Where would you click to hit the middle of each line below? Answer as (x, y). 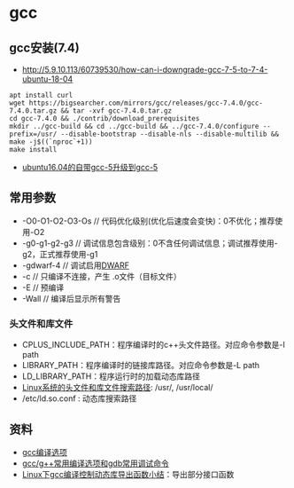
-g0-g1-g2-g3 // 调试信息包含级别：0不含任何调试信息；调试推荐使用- (150, 243)
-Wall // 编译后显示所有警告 (71, 298)
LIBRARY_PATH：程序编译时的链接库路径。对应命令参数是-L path (140, 366)
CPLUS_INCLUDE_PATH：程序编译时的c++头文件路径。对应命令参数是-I (153, 345)
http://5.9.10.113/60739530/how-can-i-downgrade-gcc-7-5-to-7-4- (145, 70)
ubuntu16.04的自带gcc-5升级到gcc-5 (90, 167)
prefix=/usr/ (33, 134)
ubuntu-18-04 (47, 79)
